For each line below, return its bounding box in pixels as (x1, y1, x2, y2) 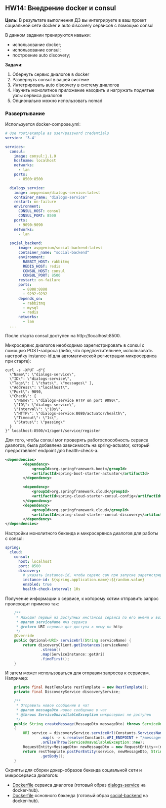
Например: (5, 675, 29, 681)
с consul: (5, 536, 24, 541)
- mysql (23, 305, 39, 310)
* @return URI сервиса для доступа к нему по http (16, 624, 123, 629)
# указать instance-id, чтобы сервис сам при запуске (23, 573, 136, 578)
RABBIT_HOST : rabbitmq (23, 259, 70, 264)
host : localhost (18, 559, 52, 564)
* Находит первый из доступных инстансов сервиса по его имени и (16, 615, 154, 620)
